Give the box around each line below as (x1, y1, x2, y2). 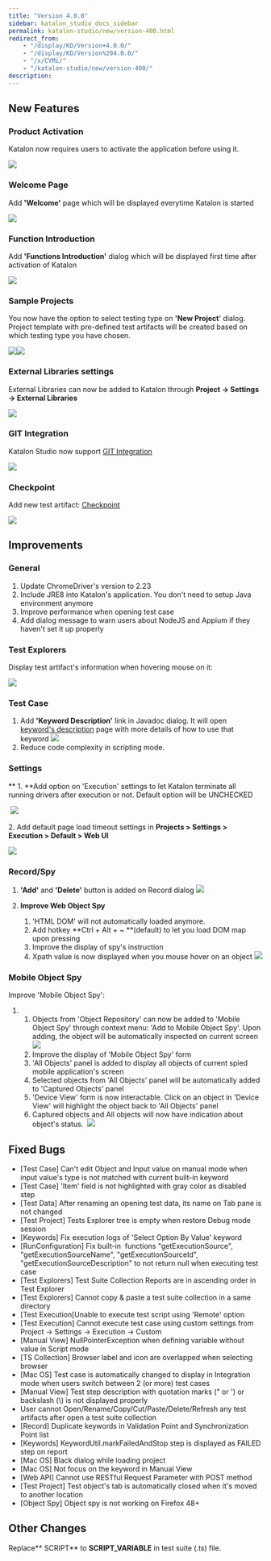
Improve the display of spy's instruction (31, 941, 164, 952)
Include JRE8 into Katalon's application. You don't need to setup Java (19, 590, 252, 599)
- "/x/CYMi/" (23, 57, 67, 65)
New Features (8, 102, 80, 115)
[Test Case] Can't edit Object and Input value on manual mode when (19, 1164, 248, 1174)
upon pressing (31, 933, 81, 943)
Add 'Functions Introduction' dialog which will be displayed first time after (8, 251, 256, 261)
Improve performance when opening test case (19, 607, 175, 616)
